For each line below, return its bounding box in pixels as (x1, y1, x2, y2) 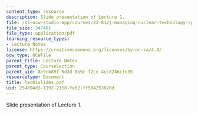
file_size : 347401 (6, 25, 51, 31)
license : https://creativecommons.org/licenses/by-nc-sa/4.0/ (6, 47, 162, 53)
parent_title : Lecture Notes (6, 58, 78, 63)
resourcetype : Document (6, 74, 65, 80)
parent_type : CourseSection (6, 63, 75, 69)
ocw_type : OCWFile (6, 52, 51, 58)
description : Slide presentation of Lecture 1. (6, 14, 126, 20)
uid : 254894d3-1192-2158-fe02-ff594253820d (6, 85, 115, 91)
